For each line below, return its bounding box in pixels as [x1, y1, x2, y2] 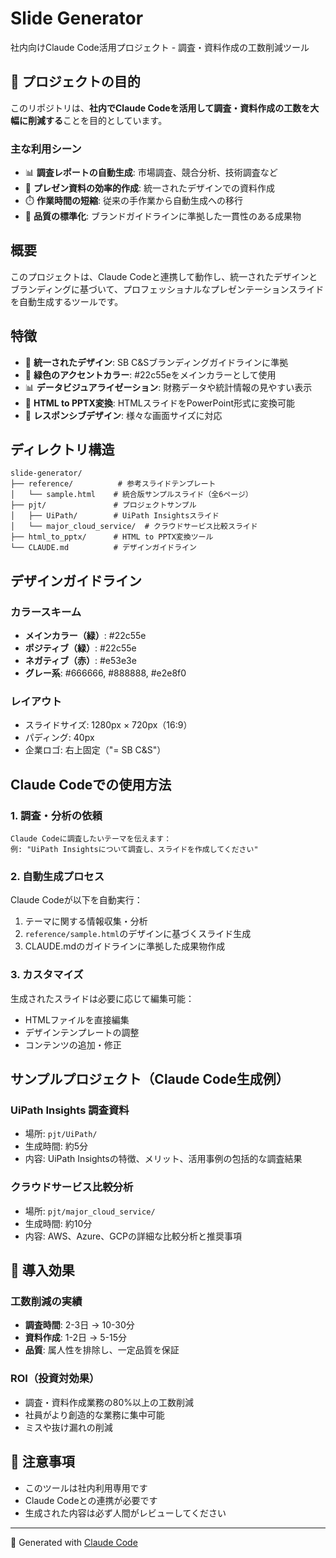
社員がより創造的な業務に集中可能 [24, 1408, 165, 1421]
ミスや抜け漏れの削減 [24, 1421, 113, 1433]
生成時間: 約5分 [24, 1140, 89, 1152]
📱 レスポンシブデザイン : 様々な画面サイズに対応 [24, 409, 223, 421]
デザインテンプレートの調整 [24, 1026, 140, 1038]
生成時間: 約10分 [24, 1217, 93, 1229]
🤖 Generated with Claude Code [10, 1536, 138, 1548]
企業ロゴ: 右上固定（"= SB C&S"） [24, 744, 167, 756]
